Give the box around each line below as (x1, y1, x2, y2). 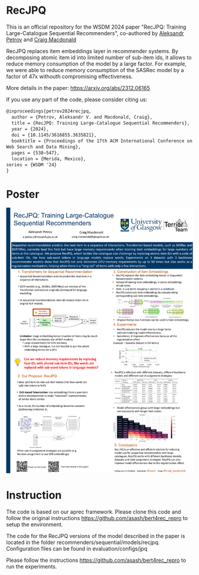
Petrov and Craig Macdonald (6, 36, 77, 43)
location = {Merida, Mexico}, (11, 156, 86, 161)
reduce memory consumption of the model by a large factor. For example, (6, 60, 187, 67)
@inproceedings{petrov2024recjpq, (6, 108, 92, 114)
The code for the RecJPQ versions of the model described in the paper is (6, 532, 185, 539)
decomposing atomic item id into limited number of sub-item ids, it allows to (6, 54, 192, 61)
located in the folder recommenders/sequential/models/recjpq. (6, 539, 160, 546)
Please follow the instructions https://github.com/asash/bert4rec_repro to (6, 557, 187, 564)
